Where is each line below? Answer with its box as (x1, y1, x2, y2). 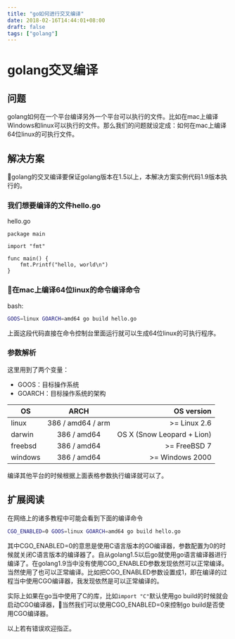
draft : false (7, 23, 46, 30)
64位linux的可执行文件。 (7, 130, 79, 138)
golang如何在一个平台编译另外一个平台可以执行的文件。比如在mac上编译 (7, 112, 219, 121)
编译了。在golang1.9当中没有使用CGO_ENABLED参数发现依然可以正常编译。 (7, 559, 229, 567)
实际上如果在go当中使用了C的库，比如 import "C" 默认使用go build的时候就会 (7, 591, 229, 600)
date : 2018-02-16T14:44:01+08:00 (7, 17, 106, 24)
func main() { (7, 255, 49, 262)
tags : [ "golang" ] (7, 30, 58, 37)
